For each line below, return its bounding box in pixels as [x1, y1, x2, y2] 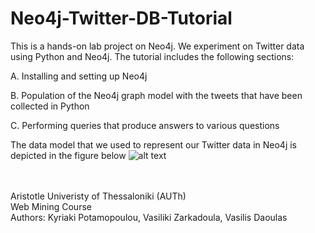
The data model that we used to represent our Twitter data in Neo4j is [10, 138, 298, 151]
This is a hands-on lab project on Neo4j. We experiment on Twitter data [10, 40, 305, 52]
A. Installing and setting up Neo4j [10, 70, 148, 82]
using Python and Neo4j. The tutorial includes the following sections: [10, 50, 295, 62]
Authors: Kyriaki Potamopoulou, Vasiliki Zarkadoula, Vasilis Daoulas [10, 211, 288, 223]
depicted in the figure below [10, 149, 127, 161]
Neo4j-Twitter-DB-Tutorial [10, 7, 233, 30]
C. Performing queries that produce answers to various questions [10, 119, 280, 131]
